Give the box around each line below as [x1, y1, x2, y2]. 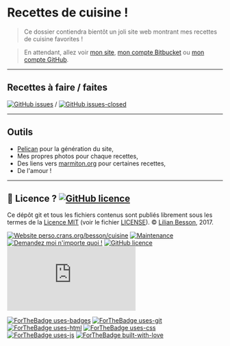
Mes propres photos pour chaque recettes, [16, 152, 138, 160]
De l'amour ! [16, 166, 52, 174]
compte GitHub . [23, 55, 69, 63]
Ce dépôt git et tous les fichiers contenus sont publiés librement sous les [7, 211, 213, 219]
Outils [7, 126, 34, 138]
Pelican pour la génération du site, [16, 144, 114, 152]
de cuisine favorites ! [23, 34, 84, 43]
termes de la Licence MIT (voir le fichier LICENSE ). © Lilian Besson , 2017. [7, 218, 214, 227]
